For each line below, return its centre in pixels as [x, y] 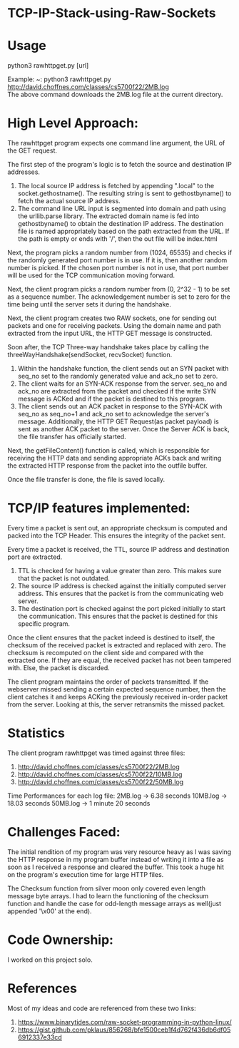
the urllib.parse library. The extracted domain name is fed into [108, 216]
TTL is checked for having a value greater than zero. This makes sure [120, 571]
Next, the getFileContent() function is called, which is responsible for [108, 451]
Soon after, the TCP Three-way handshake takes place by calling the [108, 347]
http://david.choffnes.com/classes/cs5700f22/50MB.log [101, 781]
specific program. [44, 624]
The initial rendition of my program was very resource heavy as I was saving [119, 852]
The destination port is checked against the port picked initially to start [122, 608]
